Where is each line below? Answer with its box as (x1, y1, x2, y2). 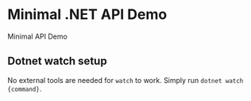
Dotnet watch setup (7, 54, 108, 68)
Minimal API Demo (7, 32, 68, 41)
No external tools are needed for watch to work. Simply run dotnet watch (7, 75, 244, 84)
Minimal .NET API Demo (7, 6, 168, 24)
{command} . (7, 84, 42, 93)
